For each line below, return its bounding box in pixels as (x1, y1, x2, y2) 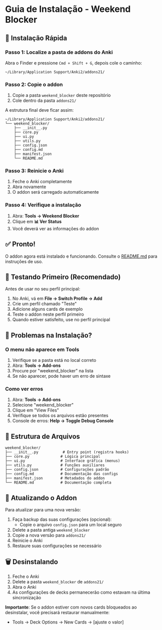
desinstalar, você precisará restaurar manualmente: (5, 609, 110, 615)
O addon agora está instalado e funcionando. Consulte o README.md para (5, 253, 158, 259)
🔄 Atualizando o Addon (5, 493, 78, 502)
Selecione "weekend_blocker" (12, 402, 74, 408)
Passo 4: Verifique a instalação (5, 202, 81, 209)
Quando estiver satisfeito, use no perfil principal (12, 317, 110, 323)
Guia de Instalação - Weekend (5, 3, 131, 15)
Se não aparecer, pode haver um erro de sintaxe (12, 373, 111, 379)
